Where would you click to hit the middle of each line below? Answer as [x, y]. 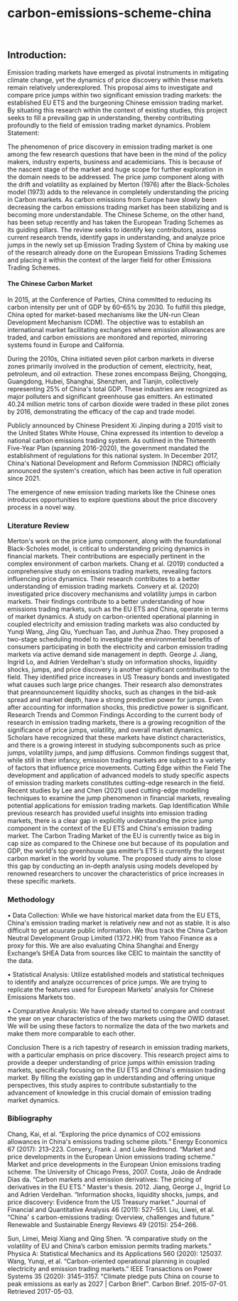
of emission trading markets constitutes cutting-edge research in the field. [116, 783]
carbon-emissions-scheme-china [109, 13]
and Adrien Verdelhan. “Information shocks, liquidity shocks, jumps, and [113, 1194]
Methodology [31, 900]
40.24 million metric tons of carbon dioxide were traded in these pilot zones [118, 404]
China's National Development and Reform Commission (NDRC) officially [114, 463]
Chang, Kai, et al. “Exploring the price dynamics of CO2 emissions [104, 1134]
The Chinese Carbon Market [50, 284]
